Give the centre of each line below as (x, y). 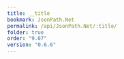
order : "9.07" (27, 39)
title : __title (29, 13)
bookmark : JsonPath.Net (41, 20)
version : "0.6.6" (32, 45)
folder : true (26, 32)
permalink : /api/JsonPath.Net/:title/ (62, 26)
